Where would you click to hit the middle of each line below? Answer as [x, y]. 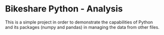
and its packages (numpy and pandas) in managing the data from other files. [82, 27]
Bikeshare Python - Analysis [64, 9]
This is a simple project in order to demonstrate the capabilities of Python [79, 22]
